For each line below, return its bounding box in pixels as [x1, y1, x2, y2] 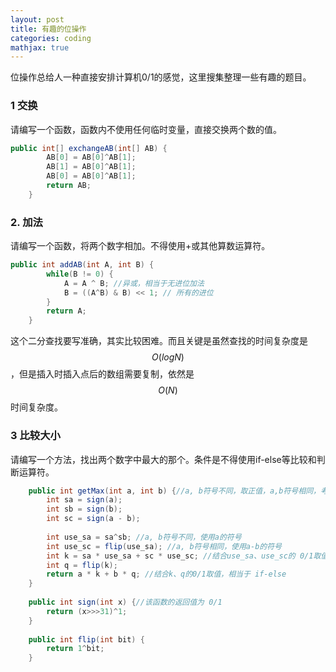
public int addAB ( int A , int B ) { [10, 260, 155, 270]
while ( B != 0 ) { [46, 269, 114, 279]
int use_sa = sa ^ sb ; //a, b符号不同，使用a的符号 [46, 532, 242, 542]
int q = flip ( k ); [46, 560, 118, 570]
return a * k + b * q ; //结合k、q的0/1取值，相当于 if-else [46, 569, 287, 580]
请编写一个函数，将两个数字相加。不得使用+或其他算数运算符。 [10, 240, 271, 252]
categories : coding [10, 33, 92, 43]
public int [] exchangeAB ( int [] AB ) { [10, 143, 168, 153]
